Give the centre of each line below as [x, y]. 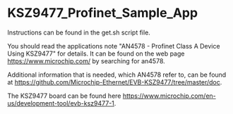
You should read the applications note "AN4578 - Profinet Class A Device [114, 46]
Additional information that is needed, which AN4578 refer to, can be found [117, 75]
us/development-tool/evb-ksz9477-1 [61, 103]
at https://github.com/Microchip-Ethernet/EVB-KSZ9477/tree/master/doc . [115, 82]
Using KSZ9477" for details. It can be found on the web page [96, 53]
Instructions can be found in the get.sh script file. [79, 32]
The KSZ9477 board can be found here [64, 96]
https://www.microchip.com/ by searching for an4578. [86, 61]
